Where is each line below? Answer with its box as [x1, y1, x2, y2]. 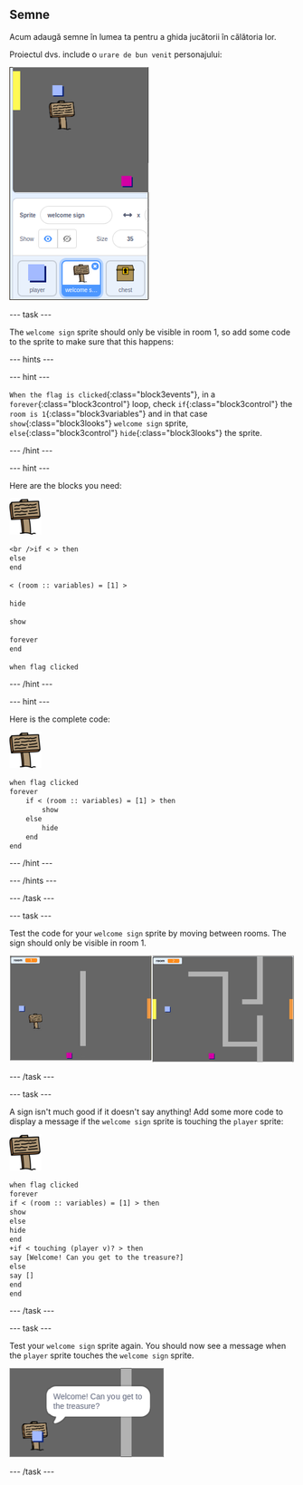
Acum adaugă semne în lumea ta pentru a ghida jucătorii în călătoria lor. [9, 31, 277, 42]
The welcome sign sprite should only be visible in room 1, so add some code [9, 326, 291, 337]
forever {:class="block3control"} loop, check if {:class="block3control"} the [9, 398, 293, 409]
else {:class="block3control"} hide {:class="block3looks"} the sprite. [9, 427, 262, 438]
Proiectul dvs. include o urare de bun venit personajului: [9, 49, 223, 60]
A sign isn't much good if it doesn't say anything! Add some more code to [9, 1106, 284, 1118]
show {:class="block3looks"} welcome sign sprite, [9, 417, 189, 429]
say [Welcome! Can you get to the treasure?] [9, 1253, 184, 1263]
